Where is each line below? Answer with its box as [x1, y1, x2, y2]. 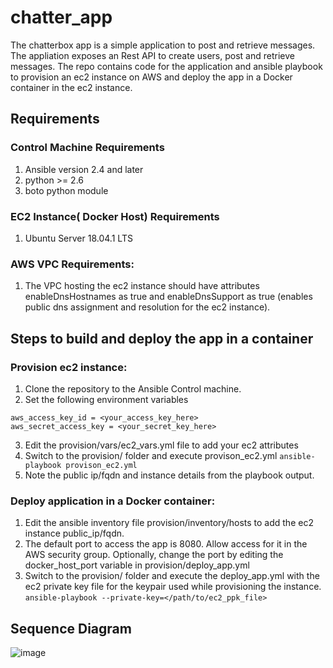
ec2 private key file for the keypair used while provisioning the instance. [24, 581, 322, 593]
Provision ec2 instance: [10, 360, 128, 374]
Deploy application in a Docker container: [10, 494, 216, 508]
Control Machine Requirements [10, 141, 165, 155]
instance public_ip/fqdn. [24, 527, 125, 540]
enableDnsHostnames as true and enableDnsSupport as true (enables [24, 291, 313, 303]
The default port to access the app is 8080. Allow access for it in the [24, 538, 308, 550]
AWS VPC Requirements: [10, 257, 135, 271]
